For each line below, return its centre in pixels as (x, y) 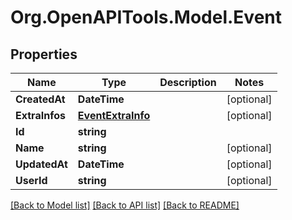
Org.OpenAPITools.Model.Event (146, 17)
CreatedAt (40, 99)
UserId (31, 180)
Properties (44, 54)
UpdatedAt (41, 164)
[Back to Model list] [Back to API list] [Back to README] (125, 205)
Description (188, 82)
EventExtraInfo (114, 115)
